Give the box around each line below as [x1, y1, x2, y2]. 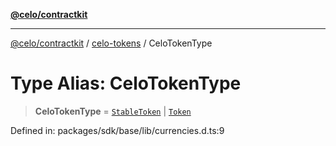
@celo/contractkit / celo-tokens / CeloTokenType [10, 37, 213, 49]
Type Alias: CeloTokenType [10, 72, 242, 95]
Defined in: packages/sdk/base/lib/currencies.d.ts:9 [10, 124, 225, 136]
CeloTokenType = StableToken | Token [34, 105, 192, 117]
